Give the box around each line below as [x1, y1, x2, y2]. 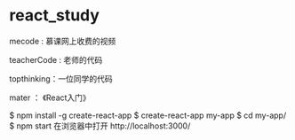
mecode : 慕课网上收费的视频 [9, 35, 116, 46]
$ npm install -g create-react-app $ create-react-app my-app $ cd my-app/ [9, 110, 287, 121]
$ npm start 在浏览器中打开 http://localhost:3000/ [9, 121, 191, 131]
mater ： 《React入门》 [9, 92, 91, 103]
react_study [9, 5, 100, 26]
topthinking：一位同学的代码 [9, 73, 113, 84]
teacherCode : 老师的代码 [9, 54, 103, 65]
